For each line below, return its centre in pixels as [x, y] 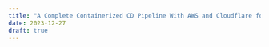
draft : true [28, 30]
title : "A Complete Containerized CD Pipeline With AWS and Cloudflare [130, 16]
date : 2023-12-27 [37, 23]
